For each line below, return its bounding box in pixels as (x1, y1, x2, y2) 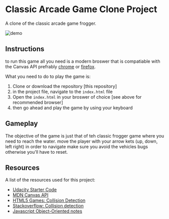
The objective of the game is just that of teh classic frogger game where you (5, 133, 164, 139)
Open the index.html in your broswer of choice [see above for (12, 94, 142, 100)
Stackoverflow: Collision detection (12, 203, 84, 209)
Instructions (5, 45, 44, 54)
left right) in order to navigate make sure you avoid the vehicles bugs (5, 143, 148, 150)
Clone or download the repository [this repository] (12, 83, 117, 89)
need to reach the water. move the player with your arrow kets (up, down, (5, 138, 158, 144)
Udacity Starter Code (12, 187, 57, 193)
